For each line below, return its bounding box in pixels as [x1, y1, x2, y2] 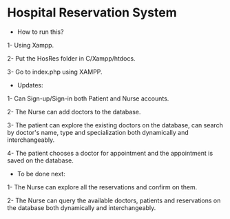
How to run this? [17, 28, 64, 36]
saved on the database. [7, 156, 74, 165]
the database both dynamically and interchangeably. [7, 203, 156, 211]
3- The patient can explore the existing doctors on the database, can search [7, 121, 224, 129]
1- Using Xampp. [7, 41, 54, 49]
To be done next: [17, 169, 65, 178]
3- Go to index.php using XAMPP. [7, 67, 103, 76]
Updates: [17, 81, 43, 89]
